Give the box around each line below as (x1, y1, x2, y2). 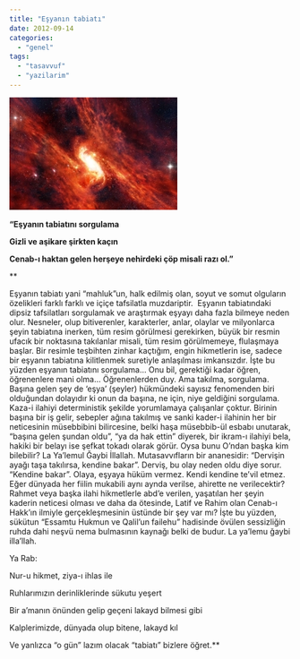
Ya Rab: (9, 552, 38, 563)
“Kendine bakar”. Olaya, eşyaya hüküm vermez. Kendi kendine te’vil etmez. (9, 468, 286, 479)
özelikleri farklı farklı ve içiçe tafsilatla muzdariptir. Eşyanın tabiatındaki (9, 297, 271, 308)
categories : (9, 33, 54, 42)
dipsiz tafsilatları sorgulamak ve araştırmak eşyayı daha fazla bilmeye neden (9, 307, 290, 318)
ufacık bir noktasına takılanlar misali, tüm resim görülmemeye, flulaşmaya (9, 336, 279, 347)
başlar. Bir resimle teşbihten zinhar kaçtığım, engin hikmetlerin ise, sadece (9, 345, 283, 355)
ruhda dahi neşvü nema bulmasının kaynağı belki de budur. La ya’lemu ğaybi (9, 526, 291, 536)
